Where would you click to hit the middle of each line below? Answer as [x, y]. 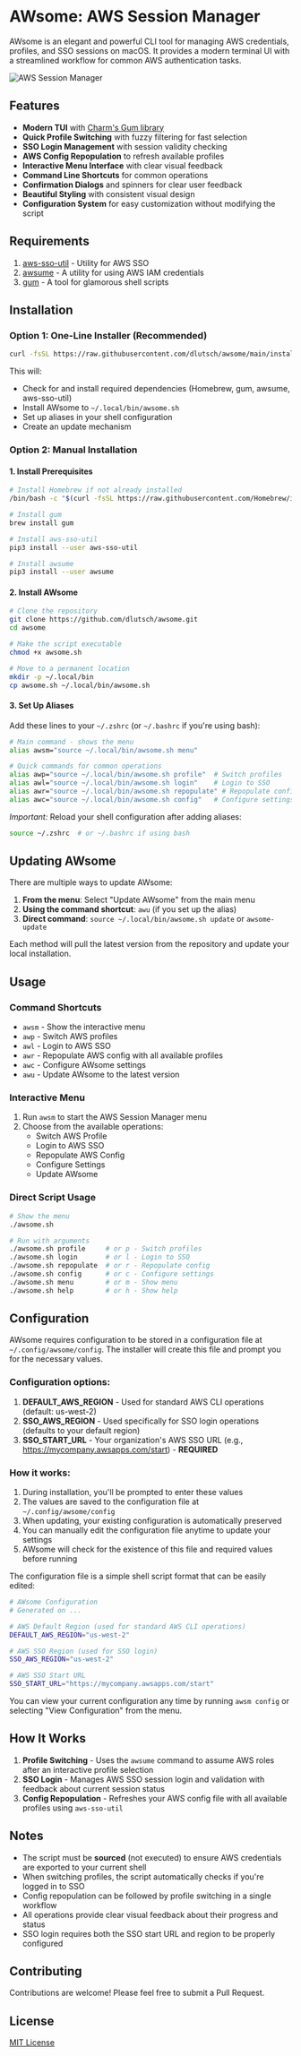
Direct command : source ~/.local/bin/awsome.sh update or [133, 919]
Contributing [46, 1971]
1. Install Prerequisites [51, 471]
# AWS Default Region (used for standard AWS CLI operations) [128, 1626]
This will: [26, 371]
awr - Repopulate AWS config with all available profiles [123, 1055]
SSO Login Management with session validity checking [125, 146]
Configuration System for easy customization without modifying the [149, 203]
